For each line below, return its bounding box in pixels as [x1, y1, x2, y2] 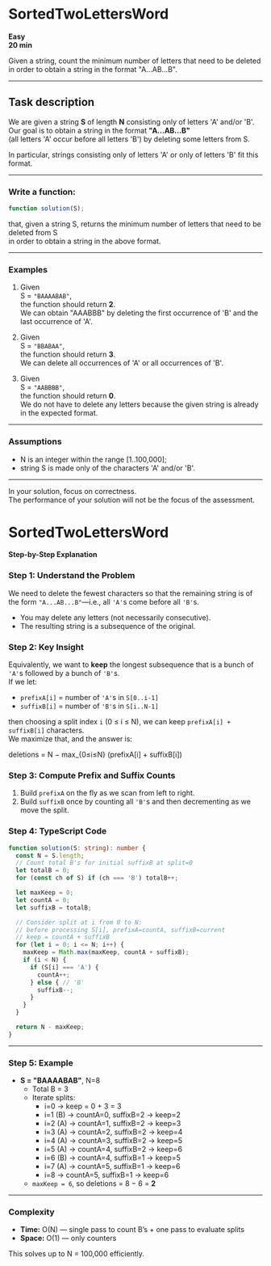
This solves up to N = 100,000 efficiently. [8, 1249, 145, 1259]
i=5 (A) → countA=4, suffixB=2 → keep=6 [44, 1145, 183, 1154]
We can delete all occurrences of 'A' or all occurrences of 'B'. [19, 358, 224, 368]
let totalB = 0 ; [15, 867, 70, 875]
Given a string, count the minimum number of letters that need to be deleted [8, 56, 261, 65]
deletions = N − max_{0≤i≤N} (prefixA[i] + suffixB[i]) [8, 749, 183, 760]
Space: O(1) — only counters [19, 1234, 117, 1243]
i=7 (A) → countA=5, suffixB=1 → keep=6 [44, 1162, 181, 1171]
